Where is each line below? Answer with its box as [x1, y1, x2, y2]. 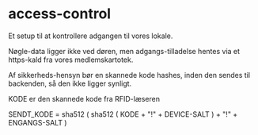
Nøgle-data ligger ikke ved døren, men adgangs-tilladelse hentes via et [8, 46, 240, 56]
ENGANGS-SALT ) [8, 118, 67, 127]
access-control [8, 5, 112, 23]
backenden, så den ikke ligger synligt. [8, 79, 132, 88]
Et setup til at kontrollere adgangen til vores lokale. [8, 31, 173, 40]
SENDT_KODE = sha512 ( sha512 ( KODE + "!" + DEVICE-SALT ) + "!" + [8, 109, 238, 119]
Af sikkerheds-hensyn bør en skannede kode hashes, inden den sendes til [8, 70, 251, 79]
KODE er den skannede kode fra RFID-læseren [8, 94, 161, 103]
